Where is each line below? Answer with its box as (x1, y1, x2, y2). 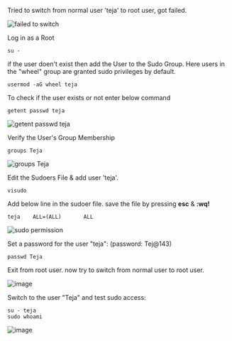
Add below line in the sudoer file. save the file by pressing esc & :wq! (7, 200, 211, 208)
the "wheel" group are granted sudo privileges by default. (7, 67, 176, 75)
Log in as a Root (7, 33, 55, 42)
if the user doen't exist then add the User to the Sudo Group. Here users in (7, 60, 226, 68)
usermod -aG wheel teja (7, 81, 78, 88)
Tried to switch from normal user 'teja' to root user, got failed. (7, 6, 187, 14)
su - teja (7, 307, 37, 314)
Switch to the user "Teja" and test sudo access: (7, 293, 147, 301)
